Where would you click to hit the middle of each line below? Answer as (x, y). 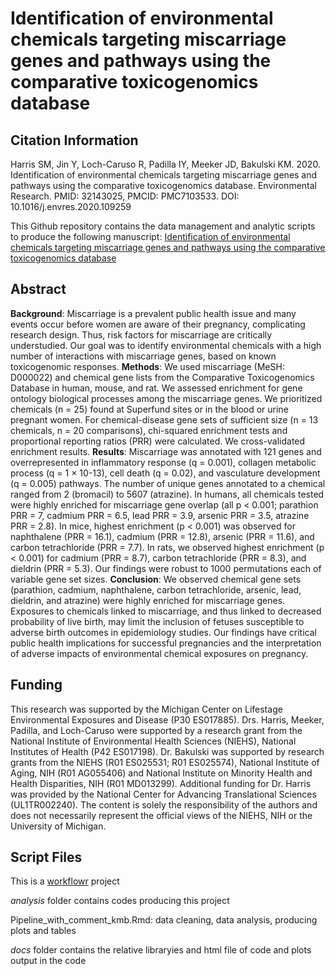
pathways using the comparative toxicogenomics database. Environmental (163, 185)
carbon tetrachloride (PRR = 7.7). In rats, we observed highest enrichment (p (167, 547)
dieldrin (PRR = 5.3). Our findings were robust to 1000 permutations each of (166, 568)
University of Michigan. (58, 826)
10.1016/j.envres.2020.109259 (71, 206)
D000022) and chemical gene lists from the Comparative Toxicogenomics (162, 377)
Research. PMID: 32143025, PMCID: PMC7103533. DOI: (125, 196)
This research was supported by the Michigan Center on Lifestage (146, 709)
